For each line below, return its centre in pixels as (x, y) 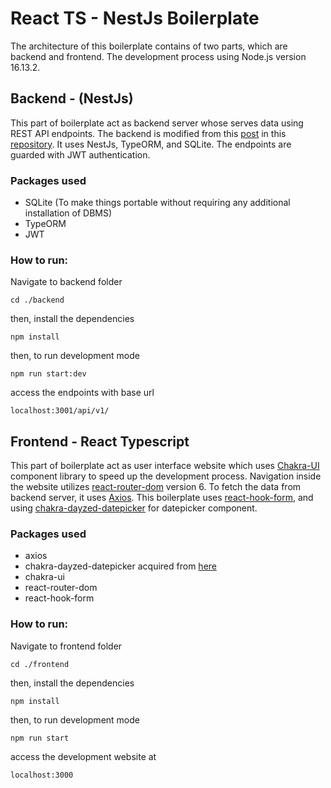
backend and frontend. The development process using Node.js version (158, 56)
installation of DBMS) (68, 213)
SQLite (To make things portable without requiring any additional (157, 203)
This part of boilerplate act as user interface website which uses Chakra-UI (165, 466)
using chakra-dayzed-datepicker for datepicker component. (134, 508)
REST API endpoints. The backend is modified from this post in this (148, 133)
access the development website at (83, 756)
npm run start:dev (48, 374)
